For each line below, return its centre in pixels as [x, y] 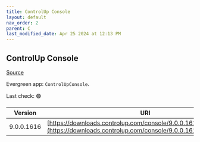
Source [15, 72]
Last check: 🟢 [24, 95]
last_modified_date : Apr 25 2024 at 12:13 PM [63, 34]
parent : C [18, 28]
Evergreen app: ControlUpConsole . [48, 84]
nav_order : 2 [22, 23]
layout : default [26, 17]
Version [25, 113]
